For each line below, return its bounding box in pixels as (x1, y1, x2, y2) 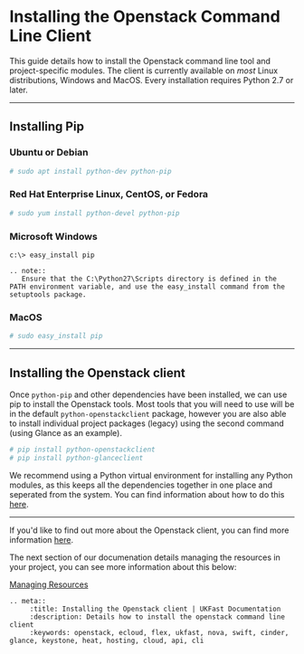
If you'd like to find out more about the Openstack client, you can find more (9, 525, 290, 536)
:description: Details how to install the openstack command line (29, 612, 285, 621)
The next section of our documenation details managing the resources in (9, 552, 280, 563)
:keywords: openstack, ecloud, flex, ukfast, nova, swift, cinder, (29, 628, 290, 637)
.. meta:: (9, 596, 47, 605)
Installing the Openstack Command (9, 6, 280, 27)
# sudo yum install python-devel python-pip (9, 208, 180, 218)
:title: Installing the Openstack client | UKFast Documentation (29, 604, 281, 613)
